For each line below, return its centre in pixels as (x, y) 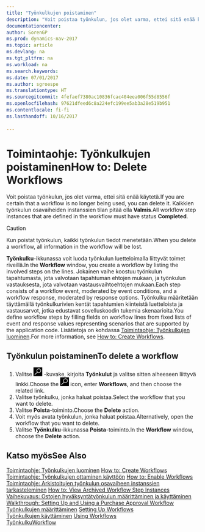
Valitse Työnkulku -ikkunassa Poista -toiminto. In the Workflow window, (104, 430)
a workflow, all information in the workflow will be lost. (74, 247)
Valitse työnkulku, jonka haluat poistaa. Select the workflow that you (100, 397)
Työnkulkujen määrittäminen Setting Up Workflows (70, 509)
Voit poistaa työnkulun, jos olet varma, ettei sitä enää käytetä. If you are (95, 197)
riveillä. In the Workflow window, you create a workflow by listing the (92, 265)
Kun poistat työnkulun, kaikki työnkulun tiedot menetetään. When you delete (101, 240)
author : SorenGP (27, 32)
